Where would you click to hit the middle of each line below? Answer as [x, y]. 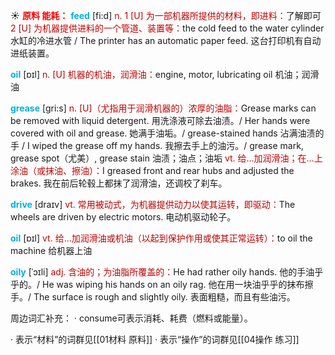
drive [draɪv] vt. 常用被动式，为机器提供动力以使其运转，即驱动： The [153, 204]
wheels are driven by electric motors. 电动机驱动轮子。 [123, 217]
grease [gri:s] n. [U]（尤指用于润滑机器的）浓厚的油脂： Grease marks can [163, 108]
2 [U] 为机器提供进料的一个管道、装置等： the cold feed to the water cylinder [167, 28]
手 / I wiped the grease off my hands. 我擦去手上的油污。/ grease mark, [157, 145]
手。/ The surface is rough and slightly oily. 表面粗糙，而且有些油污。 [153, 297]
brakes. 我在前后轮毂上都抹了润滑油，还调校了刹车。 [119, 183]
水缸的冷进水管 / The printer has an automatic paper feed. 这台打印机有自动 [166, 40]
